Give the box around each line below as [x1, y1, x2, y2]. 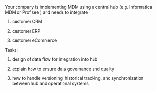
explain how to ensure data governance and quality [12, 66, 115, 72]
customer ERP [12, 28, 41, 34]
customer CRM [12, 19, 42, 24]
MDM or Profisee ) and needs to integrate [5, 9, 88, 15]
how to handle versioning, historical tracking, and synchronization [12, 75, 144, 81]
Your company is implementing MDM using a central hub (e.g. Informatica [5, 4, 153, 10]
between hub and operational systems [12, 80, 89, 86]
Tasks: [5, 47, 18, 53]
